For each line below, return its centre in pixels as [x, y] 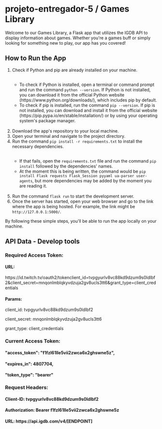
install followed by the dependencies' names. [66, 166]
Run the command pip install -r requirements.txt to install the [77, 141]
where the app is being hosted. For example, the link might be [74, 206]
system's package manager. [47, 120]
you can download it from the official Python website [72, 95]
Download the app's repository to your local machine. [66, 131]
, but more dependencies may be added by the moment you [92, 181]
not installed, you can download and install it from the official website [88, 110]
